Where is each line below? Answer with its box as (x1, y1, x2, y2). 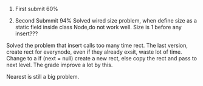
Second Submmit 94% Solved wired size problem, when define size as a (15, 17, 198, 24)
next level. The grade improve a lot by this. (6, 61, 113, 68)
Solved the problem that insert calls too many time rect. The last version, (6, 42, 188, 49)
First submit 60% (15, 5, 59, 12)
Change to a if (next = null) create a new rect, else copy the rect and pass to (6, 55, 198, 62)
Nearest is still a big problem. (6, 73, 80, 80)
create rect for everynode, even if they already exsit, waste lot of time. (6, 48, 182, 56)
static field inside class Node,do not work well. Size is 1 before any (15, 24, 182, 30)
